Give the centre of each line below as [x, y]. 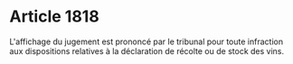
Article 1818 [54, 17]
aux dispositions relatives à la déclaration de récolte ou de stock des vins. [147, 50]
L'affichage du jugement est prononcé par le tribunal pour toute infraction [146, 41]
